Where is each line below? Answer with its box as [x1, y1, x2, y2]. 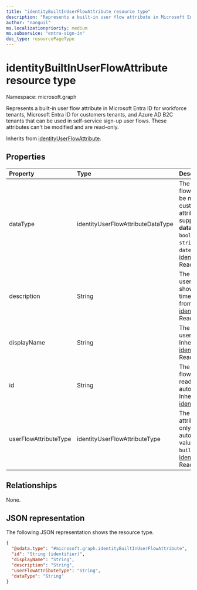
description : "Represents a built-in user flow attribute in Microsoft [6, 14, 185, 20]
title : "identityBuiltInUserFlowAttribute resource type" [6, 8, 151, 15]
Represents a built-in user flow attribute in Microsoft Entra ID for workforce [6, 104, 187, 112]
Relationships [6, 480, 57, 490]
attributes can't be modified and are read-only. [6, 123, 119, 130]
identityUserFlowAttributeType [77, 435, 161, 443]
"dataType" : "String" [11, 573, 64, 579]
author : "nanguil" [6, 19, 51, 25]
